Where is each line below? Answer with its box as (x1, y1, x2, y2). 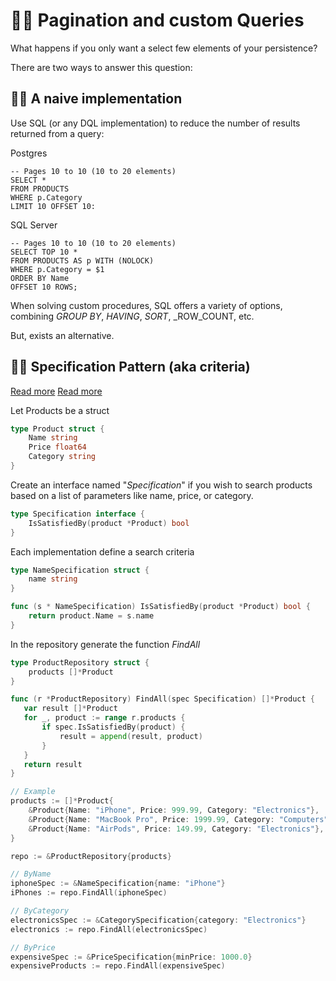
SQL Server (10, 219, 58, 231)
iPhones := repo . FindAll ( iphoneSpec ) (10, 888, 168, 898)
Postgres (10, 147, 48, 159)
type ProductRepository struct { (10, 657, 150, 668)
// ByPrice (10, 942, 56, 953)
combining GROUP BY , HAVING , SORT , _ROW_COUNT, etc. (10, 310, 255, 322)
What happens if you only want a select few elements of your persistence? (10, 42, 318, 54)
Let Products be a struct (10, 404, 110, 416)
